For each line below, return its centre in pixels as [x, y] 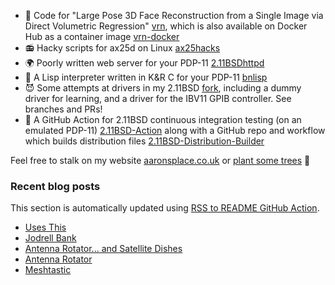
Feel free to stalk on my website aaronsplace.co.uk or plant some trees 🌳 [160, 160]
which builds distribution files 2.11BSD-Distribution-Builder [144, 141]
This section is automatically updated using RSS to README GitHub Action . [165, 208]
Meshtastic [48, 270]
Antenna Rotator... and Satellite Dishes [103, 249]
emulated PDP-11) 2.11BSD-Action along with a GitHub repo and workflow [175, 130]
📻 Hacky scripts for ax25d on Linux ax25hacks [122, 48]
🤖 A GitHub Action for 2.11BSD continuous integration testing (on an [163, 119]
